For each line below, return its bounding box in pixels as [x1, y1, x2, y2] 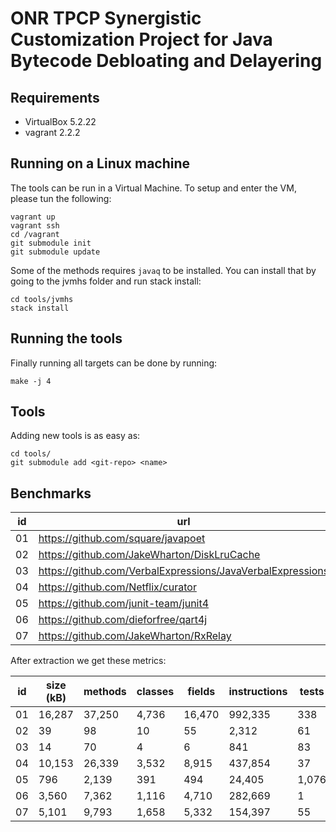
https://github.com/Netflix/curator [38, 580, 197, 594]
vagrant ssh [10, 220, 60, 231]
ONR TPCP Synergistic [10, 7, 202, 30]
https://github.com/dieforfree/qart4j [38, 613, 208, 627]
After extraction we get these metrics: [10, 655, 167, 667]
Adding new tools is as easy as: [10, 430, 141, 442]
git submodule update [10, 247, 101, 257]
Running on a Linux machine [10, 155, 191, 172]
